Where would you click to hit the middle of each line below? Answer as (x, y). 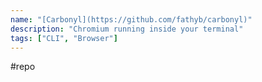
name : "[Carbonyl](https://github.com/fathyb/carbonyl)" (131, 19)
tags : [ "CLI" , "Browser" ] (64, 38)
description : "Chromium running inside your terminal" (127, 29)
